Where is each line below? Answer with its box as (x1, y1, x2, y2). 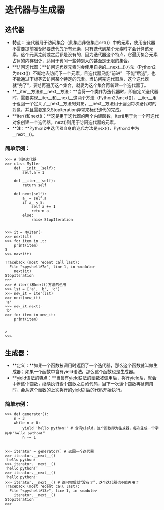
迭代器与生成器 (5, 4, 65, 16)
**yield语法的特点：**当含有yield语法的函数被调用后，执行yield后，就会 (12, 375, 157, 381)
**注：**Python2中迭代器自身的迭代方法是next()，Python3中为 (12, 126, 139, 131)
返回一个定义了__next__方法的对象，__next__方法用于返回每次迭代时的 (16, 101, 157, 106)
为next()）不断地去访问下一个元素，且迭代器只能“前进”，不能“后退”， (12, 70, 152, 76)
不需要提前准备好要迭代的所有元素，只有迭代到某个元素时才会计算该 (12, 46, 149, 51)
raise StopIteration (31, 217, 73, 222)
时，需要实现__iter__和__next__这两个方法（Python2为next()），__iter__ (12, 95, 153, 101)
